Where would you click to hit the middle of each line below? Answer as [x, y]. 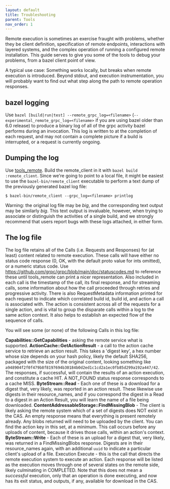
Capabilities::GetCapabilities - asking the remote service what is [74, 340]
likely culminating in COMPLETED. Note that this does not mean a [74, 470]
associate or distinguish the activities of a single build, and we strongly [79, 216]
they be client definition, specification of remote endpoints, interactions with [85, 44]
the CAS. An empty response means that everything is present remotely [81, 416]
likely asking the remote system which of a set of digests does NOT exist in [84, 410]
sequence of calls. [25, 320]
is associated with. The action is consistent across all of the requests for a [83, 304]
